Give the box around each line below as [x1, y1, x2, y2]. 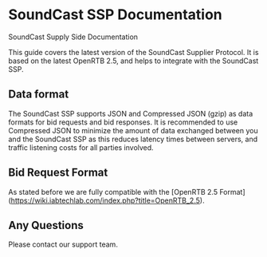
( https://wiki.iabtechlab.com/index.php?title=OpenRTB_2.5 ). [8, 196, 205, 205]
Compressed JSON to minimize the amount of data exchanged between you [8, 125, 258, 135]
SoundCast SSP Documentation [8, 6, 223, 24]
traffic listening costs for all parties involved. [8, 142, 154, 152]
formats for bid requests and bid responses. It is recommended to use [8, 117, 238, 127]
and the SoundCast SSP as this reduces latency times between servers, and [8, 134, 258, 144]
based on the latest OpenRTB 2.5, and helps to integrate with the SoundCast [8, 56, 259, 65]
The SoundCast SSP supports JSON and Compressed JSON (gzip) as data [8, 109, 253, 118]
